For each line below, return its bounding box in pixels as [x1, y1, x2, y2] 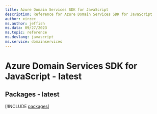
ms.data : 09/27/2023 [5, 26, 48, 30]
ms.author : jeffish [5, 21, 45, 26]
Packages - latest [5, 90, 60, 99]
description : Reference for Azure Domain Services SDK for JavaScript [5, 12, 153, 17]
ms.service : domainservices [5, 39, 63, 44]
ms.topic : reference [5, 30, 48, 35]
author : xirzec [5, 16, 36, 21]
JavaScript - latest [5, 71, 82, 82]
